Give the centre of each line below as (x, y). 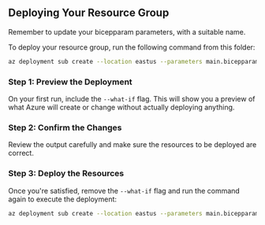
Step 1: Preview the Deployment (70, 82)
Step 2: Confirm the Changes (65, 127)
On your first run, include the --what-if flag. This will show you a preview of (132, 98)
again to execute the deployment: (62, 199)
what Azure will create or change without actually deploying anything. (121, 107)
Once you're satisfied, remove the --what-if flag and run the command (124, 190)
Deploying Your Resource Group (89, 13)
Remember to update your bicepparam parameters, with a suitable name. (127, 31)
